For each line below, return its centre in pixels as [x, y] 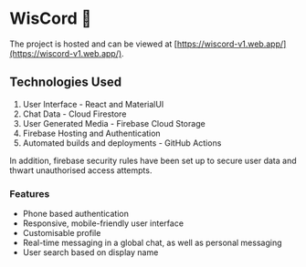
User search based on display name [90, 252]
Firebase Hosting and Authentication [92, 133]
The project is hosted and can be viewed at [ [94, 44]
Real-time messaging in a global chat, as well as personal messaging [152, 243]
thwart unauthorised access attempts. [81, 170]
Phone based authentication [76, 214]
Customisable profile [62, 233]
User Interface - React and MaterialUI [93, 104]
